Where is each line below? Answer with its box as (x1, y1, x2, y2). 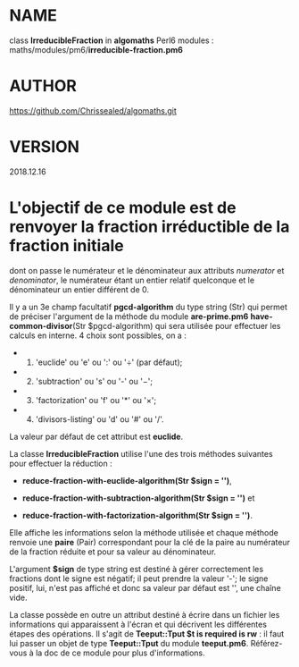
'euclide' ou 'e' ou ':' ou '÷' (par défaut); (35, 357, 183, 367)
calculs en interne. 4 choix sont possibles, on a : (9, 330, 187, 341)
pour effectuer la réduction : (9, 458, 113, 469)
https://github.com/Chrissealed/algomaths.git (9, 105, 177, 116)
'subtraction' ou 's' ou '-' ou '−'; (35, 376, 154, 386)
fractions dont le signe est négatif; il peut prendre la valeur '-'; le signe (9, 573, 269, 584)
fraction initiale (9, 236, 124, 256)
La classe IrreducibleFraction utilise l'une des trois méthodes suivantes (9, 448, 274, 459)
